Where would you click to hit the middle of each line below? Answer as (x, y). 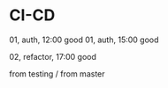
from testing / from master (57, 73)
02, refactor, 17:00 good (53, 56)
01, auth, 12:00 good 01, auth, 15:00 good (84, 40)
